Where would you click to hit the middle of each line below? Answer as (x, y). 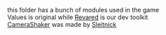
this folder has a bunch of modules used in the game (83, 10)
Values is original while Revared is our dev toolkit (78, 17)
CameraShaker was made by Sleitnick (62, 24)
